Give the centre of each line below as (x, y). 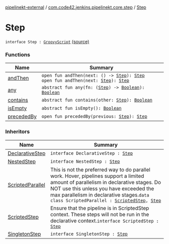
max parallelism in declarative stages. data (100, 195)
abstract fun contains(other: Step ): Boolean (97, 100)
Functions (18, 54)
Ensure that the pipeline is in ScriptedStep (100, 208)
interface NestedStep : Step (85, 161)
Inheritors (18, 132)
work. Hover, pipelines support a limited (97, 176)
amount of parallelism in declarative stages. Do (106, 182)
